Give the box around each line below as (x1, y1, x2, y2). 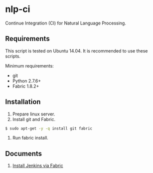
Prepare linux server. (12, 111, 55, 117)
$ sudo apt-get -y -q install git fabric (5, 126, 93, 131)
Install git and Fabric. (12, 116, 56, 122)
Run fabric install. (12, 135, 48, 141)
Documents (5, 149, 42, 158)
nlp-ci (5, 3, 30, 15)
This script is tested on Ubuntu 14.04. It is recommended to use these (5, 47, 148, 53)
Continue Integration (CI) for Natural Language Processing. (5, 20, 126, 26)
